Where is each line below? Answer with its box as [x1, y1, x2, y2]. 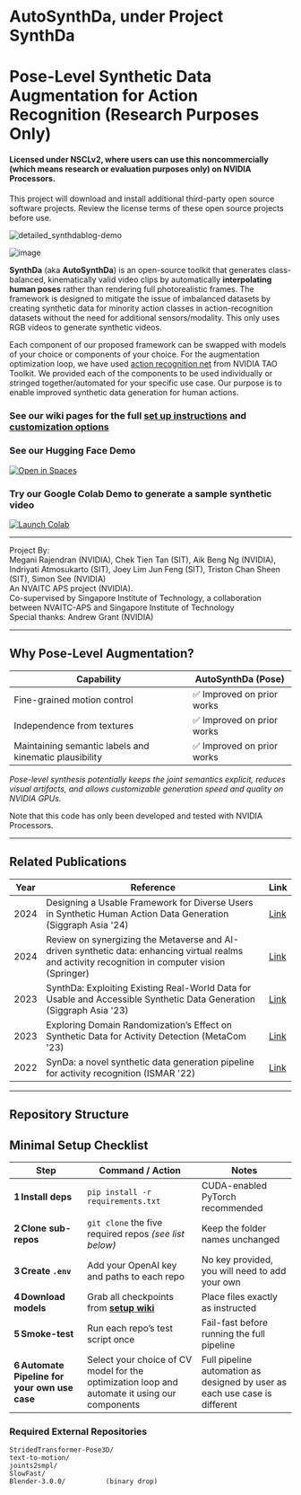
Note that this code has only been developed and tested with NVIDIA [9, 810, 262, 821]
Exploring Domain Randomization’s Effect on [46, 1018, 233, 1031]
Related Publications [9, 854, 127, 870]
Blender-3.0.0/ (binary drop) [9, 1477, 159, 1486]
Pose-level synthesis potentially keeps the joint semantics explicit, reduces [9, 774, 287, 784]
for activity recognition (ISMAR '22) [46, 1066, 195, 1079]
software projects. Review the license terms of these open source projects [9, 202, 284, 213]
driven [46, 944, 73, 957]
